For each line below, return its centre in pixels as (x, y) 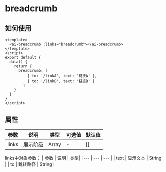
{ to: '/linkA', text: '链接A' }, (62, 76)
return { (23, 66)
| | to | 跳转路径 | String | (30, 164)
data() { (19, 62)
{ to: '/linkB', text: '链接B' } (61, 81)
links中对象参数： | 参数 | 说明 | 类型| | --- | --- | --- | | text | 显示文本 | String (83, 158)
